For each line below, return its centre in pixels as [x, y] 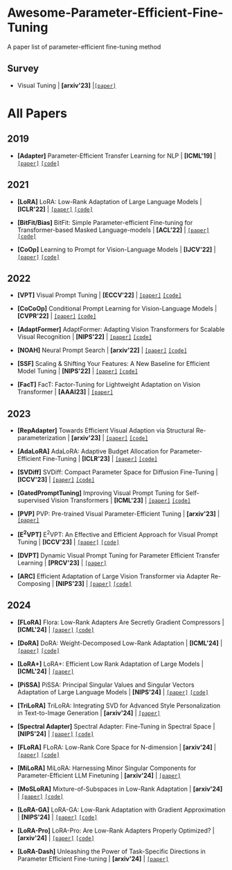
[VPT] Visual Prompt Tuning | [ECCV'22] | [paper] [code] [99, 295]
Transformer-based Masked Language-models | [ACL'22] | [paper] [113, 230]
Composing [34, 583]
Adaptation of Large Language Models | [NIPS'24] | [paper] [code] [113, 692]
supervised [33, 501]
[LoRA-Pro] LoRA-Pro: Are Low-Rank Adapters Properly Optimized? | [116, 830]
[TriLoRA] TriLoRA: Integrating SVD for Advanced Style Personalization [119, 705]
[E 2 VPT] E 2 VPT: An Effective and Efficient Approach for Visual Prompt [117, 534]
